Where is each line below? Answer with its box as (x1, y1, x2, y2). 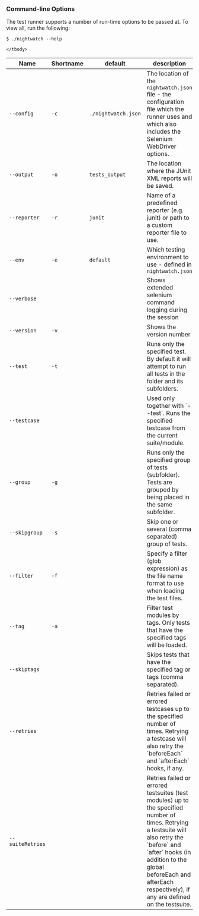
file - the (146, 90, 172, 99)
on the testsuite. (146, 900, 191, 908)
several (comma (146, 525, 192, 533)
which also (146, 120, 176, 128)
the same (146, 501, 173, 509)
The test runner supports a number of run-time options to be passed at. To (6, 18, 188, 26)
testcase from (146, 424, 185, 432)
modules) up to (146, 796, 189, 804)
